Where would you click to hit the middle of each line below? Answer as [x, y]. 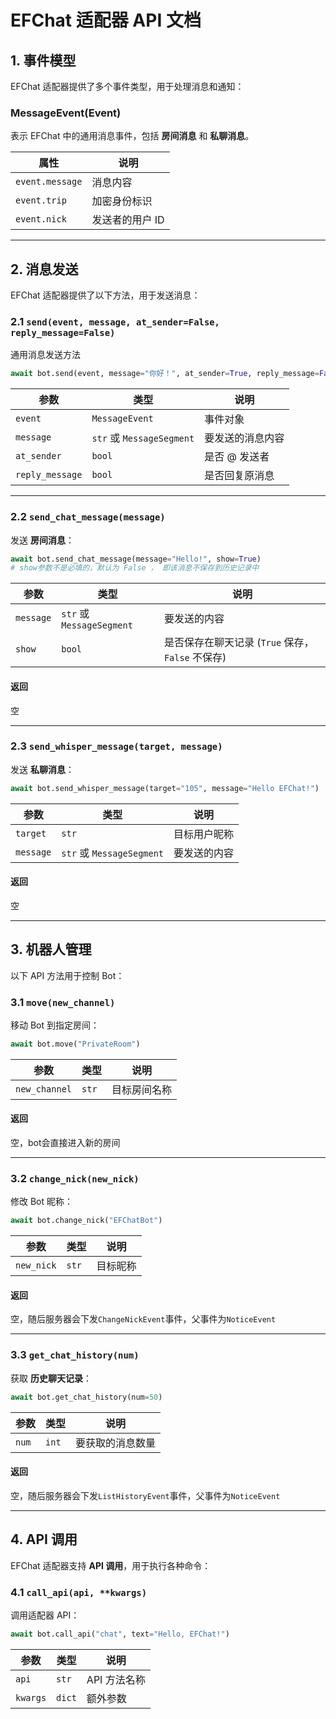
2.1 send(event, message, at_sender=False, [115, 322]
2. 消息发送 [44, 269]
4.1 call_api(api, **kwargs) [78, 1592]
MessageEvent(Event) [66, 113]
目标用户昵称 [204, 834]
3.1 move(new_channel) [63, 1002]
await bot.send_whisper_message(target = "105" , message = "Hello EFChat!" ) [165, 788]
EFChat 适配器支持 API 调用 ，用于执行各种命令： [111, 1565]
